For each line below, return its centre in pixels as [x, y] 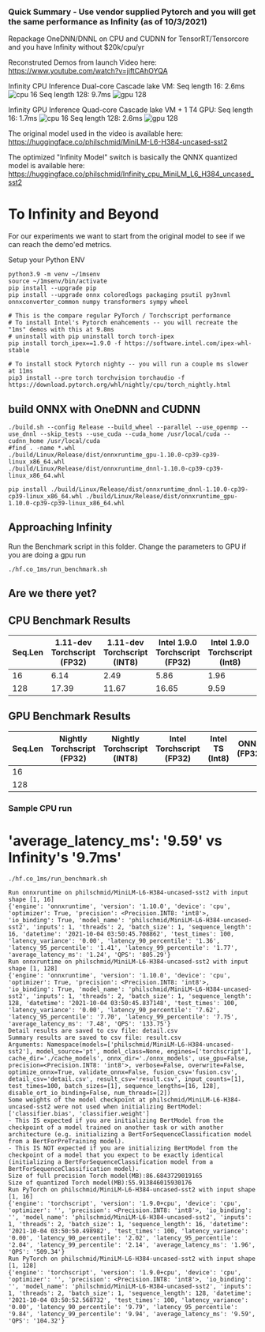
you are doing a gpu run [47, 554]
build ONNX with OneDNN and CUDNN [105, 409]
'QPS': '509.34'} [37, 1251]
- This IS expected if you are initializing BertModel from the [116, 1120]
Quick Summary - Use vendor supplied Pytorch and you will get [132, 12]
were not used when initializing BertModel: [128, 1107]
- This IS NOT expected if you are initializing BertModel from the [123, 1148]
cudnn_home [26, 441]
